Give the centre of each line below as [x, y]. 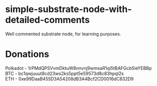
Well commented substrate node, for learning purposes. [63, 34]
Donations [27, 54]
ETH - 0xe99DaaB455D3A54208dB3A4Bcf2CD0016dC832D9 [70, 78]
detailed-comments [48, 20]
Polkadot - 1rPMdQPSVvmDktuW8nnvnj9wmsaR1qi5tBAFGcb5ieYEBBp [78, 68]
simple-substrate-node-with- [68, 9]
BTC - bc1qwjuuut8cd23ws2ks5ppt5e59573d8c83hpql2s [65, 73]
